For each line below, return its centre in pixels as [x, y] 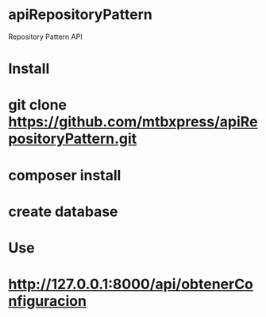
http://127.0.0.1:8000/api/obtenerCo [131, 284]
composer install [65, 175]
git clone [38, 105]
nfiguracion [48, 302]
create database [63, 211]
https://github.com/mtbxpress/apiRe [133, 122]
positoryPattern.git [73, 139]
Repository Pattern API [45, 37]
